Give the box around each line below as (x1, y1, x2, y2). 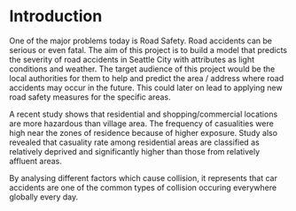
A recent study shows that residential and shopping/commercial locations (9, 109, 278, 119)
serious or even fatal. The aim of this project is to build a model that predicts (9, 44, 288, 55)
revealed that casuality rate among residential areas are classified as (9, 137, 260, 147)
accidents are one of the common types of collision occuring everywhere (9, 182, 277, 192)
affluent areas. (9, 155, 62, 166)
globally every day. (9, 192, 79, 202)
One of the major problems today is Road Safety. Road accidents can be (9, 35, 273, 46)
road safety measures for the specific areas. (9, 91, 171, 102)
